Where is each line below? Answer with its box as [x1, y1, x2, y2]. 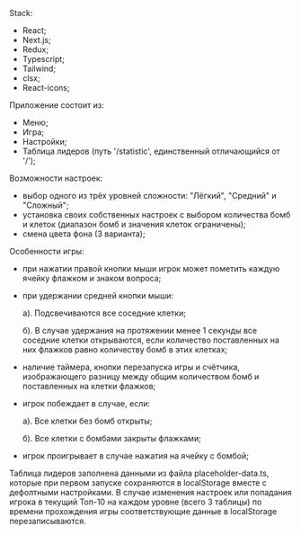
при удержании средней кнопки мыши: [22, 290, 173, 300]
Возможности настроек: [9, 173, 103, 183]
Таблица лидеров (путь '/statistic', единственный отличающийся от [22, 146, 280, 156]
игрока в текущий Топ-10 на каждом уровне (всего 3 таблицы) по [9, 496, 262, 507]
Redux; [22, 44, 49, 55]
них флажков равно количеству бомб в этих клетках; [22, 344, 228, 354]
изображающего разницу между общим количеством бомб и [22, 371, 260, 381]
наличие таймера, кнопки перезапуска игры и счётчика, [22, 361, 241, 372]
